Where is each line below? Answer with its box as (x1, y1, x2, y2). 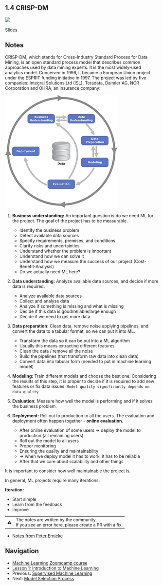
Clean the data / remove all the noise (19, 348, 93, 354)
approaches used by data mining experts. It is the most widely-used (5, 64, 142, 70)
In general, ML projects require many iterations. (5, 477, 100, 483)
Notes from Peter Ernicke (12, 533, 63, 539)
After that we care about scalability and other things (19, 458, 124, 464)
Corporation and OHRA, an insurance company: (5, 85, 101, 91)
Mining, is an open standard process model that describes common (5, 59, 141, 65)
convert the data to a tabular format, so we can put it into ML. (12, 328, 135, 334)
